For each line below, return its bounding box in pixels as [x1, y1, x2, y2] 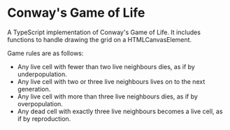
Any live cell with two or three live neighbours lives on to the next [17, 77, 206, 85]
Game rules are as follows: [7, 49, 84, 57]
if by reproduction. [17, 114, 71, 123]
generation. [17, 85, 51, 93]
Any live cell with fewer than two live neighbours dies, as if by [17, 62, 196, 71]
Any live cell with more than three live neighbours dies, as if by [17, 92, 198, 101]
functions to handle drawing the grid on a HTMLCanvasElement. [7, 35, 192, 43]
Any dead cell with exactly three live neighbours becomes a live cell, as [17, 107, 223, 115]
